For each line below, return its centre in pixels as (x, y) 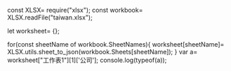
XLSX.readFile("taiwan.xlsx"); (50, 17)
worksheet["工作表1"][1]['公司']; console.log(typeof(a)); (87, 60)
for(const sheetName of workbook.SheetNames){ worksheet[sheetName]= (116, 44)
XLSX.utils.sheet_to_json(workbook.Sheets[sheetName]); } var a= (103, 52)
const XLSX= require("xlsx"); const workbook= (75, 10)
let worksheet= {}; (33, 31)
